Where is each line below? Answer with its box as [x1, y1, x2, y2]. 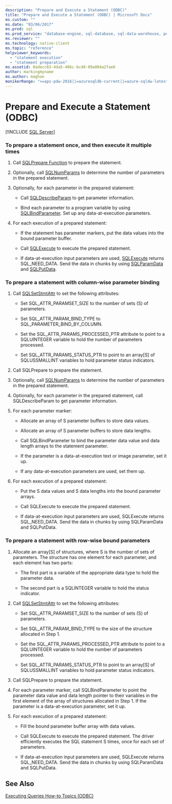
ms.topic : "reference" [5, 46, 54, 51]
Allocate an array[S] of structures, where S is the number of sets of [12, 549, 155, 555]
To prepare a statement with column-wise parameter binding [5, 278, 160, 286]
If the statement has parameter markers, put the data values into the [20, 230, 164, 236]
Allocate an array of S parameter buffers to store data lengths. [20, 428, 152, 434]
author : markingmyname [5, 70, 54, 75]
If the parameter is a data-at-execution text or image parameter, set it [20, 453, 167, 459]
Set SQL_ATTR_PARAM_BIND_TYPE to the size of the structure [20, 625, 153, 632]
